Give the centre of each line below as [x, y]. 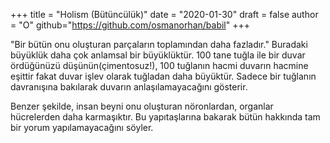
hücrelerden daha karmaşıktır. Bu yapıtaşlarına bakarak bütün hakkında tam [165, 117]
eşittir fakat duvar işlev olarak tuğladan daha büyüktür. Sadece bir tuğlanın [163, 76]
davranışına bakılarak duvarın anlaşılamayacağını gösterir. [129, 87]
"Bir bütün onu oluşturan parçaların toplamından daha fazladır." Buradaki [159, 44]
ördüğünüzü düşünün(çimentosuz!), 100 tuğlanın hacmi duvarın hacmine [159, 65]
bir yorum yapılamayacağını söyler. [82, 127]
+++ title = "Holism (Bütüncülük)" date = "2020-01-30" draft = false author [164, 14]
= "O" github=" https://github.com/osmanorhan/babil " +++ [130, 25]
